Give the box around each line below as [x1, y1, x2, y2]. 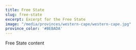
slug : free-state [5, 12, 42, 17]
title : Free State [5, 7, 44, 13]
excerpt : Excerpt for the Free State [5, 17, 86, 22]
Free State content [5, 40, 44, 46]
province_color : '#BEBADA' [5, 26, 63, 31]
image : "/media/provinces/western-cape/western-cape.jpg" [5, 21, 131, 27]
